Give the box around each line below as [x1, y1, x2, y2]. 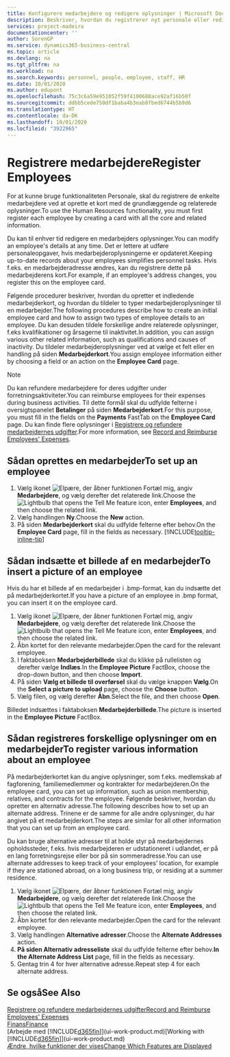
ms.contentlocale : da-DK [7, 112, 78, 119]
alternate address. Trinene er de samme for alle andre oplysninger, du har [7, 809, 215, 817]
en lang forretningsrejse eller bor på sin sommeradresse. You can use [7, 852, 202, 860]
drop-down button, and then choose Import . [16, 670, 142, 678]
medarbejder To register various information [7, 744, 199, 755]
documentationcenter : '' [7, 29, 78, 36]
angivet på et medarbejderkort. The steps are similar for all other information [7, 816, 221, 825]
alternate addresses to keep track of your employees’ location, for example [7, 858, 219, 867]
